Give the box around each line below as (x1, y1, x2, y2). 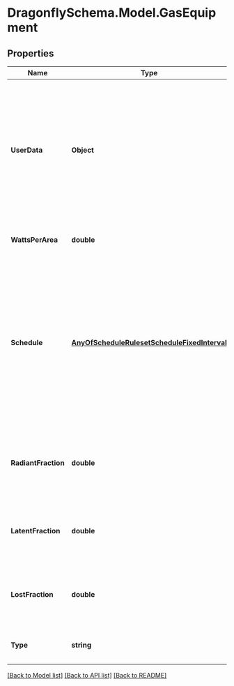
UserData (10, 145, 43, 155)
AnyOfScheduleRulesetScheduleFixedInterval (71, 338, 228, 347)
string (71, 640, 92, 650)
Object (71, 145, 94, 155)
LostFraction (10, 590, 54, 599)
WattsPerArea (10, 235, 58, 245)
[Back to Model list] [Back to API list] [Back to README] (7, 671, 167, 679)
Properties (7, 47, 54, 59)
